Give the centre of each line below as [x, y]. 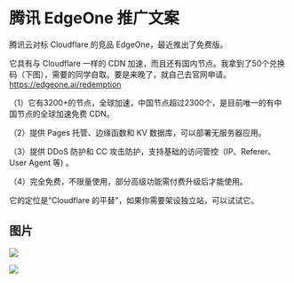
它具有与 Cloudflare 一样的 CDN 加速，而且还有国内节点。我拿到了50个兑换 [147, 63]
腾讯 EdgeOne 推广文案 [94, 18]
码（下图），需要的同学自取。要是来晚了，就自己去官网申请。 [120, 74]
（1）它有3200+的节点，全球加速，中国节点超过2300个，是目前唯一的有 [142, 102]
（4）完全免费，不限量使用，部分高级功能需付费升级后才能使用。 [129, 181]
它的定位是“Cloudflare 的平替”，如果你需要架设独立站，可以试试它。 [134, 200]
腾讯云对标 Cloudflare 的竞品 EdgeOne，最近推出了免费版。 [119, 44]
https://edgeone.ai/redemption [65, 84]
